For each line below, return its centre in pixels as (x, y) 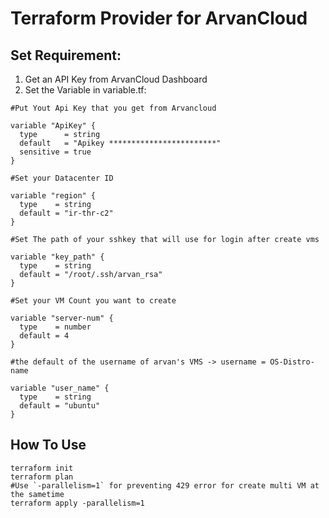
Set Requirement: (66, 55)
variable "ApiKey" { (53, 126)
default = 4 (44, 336)
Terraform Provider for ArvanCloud (159, 18)
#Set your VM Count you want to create (93, 301)
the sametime (37, 494)
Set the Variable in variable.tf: (85, 90)
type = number (55, 327)
